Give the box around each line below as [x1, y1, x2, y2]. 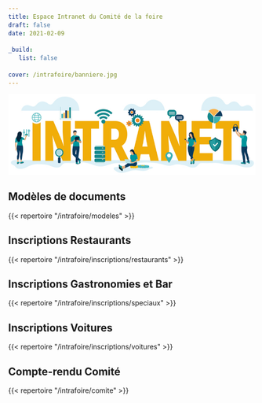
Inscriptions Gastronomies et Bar [8, 277, 173, 290]
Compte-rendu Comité [8, 364, 121, 378]
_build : [8, 46, 34, 54]
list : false [18, 54, 58, 62]
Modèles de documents [8, 190, 126, 204]
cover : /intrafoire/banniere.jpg [8, 71, 118, 79]
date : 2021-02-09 [8, 29, 65, 37]
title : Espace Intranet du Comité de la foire [8, 13, 163, 20]
